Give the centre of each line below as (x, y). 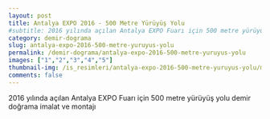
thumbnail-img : (34, 68)
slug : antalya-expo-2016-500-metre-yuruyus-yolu (91, 46)
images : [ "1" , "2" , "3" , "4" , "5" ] (61, 61)
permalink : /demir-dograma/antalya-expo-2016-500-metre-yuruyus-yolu (127, 53)
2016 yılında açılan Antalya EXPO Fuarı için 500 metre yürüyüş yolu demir (130, 97)
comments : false (35, 75)
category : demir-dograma (50, 38)
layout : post (30, 16)
